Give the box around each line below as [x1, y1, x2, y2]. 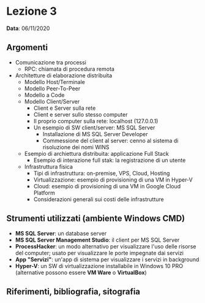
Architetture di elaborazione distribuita [15, 72, 113, 79]
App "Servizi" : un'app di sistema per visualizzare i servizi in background [15, 256, 199, 263]
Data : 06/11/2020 [6, 25, 50, 32]
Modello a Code [24, 91, 65, 99]
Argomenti [6, 42, 48, 53]
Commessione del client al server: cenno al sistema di [42, 137, 179, 144]
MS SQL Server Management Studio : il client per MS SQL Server [15, 236, 180, 244]
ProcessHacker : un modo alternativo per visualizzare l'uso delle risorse [15, 242, 196, 250]
